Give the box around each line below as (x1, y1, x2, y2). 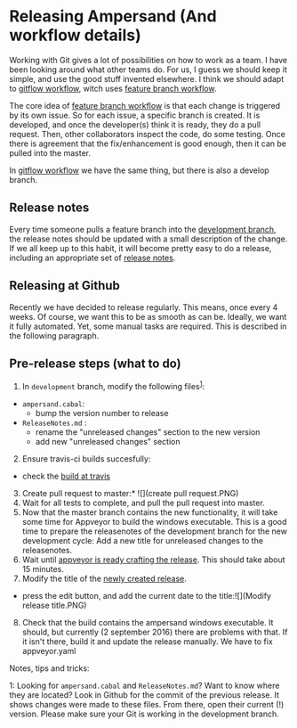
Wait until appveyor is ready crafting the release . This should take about (21, 554, 286, 565)
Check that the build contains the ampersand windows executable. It (21, 618, 274, 628)
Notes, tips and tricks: (9, 663, 90, 674)
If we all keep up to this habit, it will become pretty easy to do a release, (9, 242, 272, 253)
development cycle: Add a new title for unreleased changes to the (21, 536, 264, 546)
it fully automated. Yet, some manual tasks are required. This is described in (9, 321, 287, 331)
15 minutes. (21, 564, 64, 575)
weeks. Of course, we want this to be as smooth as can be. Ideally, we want (9, 311, 287, 322)
